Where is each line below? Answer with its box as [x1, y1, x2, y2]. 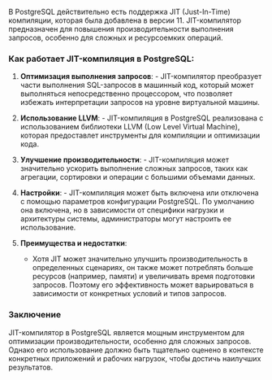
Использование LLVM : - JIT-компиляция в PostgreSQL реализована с [19, 113, 264, 123]
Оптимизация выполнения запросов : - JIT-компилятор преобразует [19, 72, 262, 81]
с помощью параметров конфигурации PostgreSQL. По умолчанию [19, 197, 254, 207]
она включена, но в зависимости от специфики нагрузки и [19, 205, 225, 215]
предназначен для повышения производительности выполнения [8, 24, 234, 33]
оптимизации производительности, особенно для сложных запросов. [8, 336, 252, 346]
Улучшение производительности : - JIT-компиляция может [19, 155, 230, 165]
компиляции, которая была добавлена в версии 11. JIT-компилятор [8, 15, 242, 25]
